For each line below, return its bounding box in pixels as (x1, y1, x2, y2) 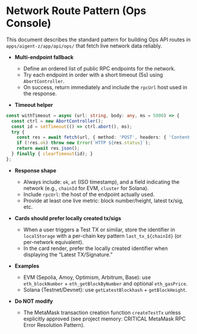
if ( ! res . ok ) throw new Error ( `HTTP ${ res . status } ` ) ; (16, 140, 151, 146)
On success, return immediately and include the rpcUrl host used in (23, 83, 188, 90)
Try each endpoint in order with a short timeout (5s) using (23, 71, 163, 78)
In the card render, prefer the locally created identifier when (23, 245, 168, 252)
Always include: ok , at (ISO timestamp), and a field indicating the (23, 178, 180, 185)
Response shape (14, 167, 57, 174)
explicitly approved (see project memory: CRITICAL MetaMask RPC (23, 315, 186, 322)
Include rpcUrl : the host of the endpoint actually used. (23, 191, 155, 198)
